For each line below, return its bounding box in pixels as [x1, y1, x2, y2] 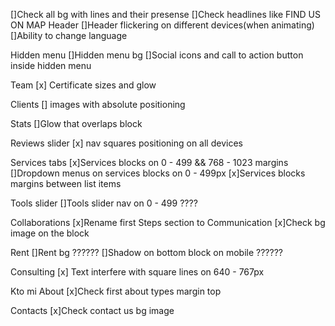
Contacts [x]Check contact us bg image [10, 305, 175, 316]
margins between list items [10, 178, 122, 189]
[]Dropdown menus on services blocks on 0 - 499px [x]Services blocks [10, 167, 306, 179]
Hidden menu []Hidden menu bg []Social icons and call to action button [10, 49, 304, 61]
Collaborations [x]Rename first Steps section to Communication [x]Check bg [10, 217, 326, 228]
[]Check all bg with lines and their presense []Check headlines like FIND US [10, 9, 322, 20]
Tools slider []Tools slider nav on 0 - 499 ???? [10, 197, 198, 209]
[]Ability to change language [10, 30, 128, 41]
